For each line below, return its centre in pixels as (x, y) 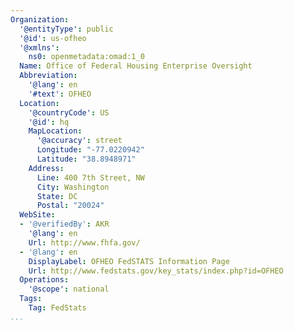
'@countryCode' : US (69, 112)
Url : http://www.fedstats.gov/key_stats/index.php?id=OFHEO (156, 271)
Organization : (40, 19)
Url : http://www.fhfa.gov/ (84, 242)
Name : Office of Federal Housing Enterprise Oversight (136, 66)
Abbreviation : (48, 76)
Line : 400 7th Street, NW (90, 177)
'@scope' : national (69, 289)
